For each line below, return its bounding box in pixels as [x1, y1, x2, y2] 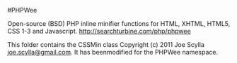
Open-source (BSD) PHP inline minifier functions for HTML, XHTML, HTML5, [7, 20, 231, 27]
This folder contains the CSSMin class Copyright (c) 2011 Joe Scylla [7, 41, 205, 48]
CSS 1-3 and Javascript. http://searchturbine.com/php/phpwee [7, 27, 191, 35]
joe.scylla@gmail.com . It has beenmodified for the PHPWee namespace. [7, 48, 219, 56]
